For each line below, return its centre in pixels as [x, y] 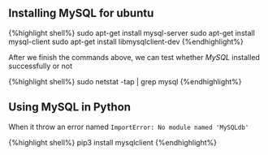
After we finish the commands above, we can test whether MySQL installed [134, 57]
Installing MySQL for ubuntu [81, 13]
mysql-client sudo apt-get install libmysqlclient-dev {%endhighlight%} [126, 41]
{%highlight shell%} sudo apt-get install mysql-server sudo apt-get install [132, 32]
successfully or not [41, 66]
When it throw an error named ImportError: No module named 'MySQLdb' [129, 127]
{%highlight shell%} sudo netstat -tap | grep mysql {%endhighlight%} [125, 81]
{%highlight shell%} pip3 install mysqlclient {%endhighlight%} [113, 142]
